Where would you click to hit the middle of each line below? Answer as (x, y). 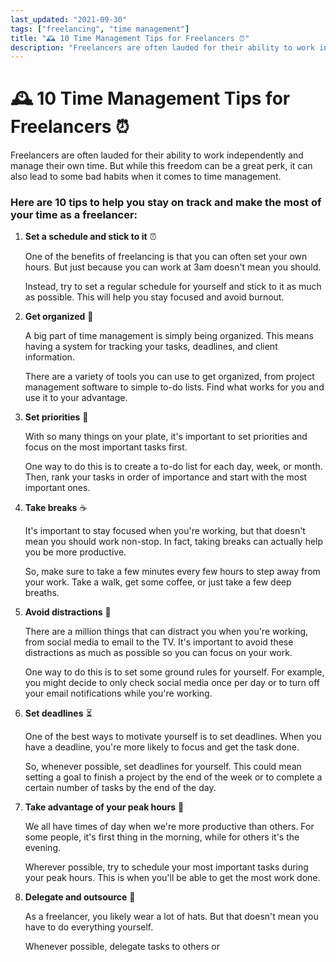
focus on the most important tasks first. (106, 447)
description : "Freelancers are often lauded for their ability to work (162, 47)
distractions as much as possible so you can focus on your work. (158, 653)
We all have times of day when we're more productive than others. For (169, 827)
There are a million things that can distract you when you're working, (166, 632)
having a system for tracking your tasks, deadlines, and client (151, 347)
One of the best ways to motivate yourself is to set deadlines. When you (173, 737)
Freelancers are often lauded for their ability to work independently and (157, 155)
